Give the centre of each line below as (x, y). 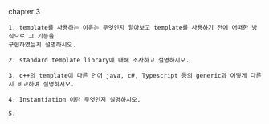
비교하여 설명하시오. (46, 84)
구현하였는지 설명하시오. (42, 45)
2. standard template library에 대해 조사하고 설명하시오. (99, 60)
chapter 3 (24, 12)
